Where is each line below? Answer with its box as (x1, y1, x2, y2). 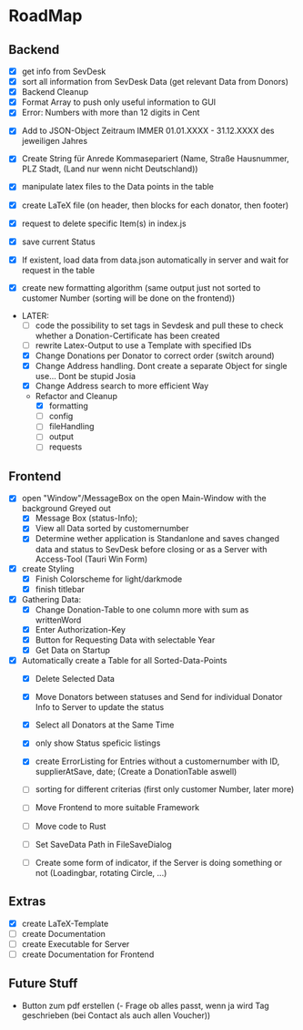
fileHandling (48, 421, 95, 432)
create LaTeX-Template (21, 918, 109, 929)
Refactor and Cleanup (35, 391, 117, 402)
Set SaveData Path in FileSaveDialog (35, 839, 172, 850)
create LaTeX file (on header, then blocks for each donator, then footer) (21, 200, 289, 211)
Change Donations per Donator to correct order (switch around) (35, 350, 275, 361)
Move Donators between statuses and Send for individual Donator (35, 692, 283, 703)
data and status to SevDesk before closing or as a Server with (35, 543, 268, 554)
